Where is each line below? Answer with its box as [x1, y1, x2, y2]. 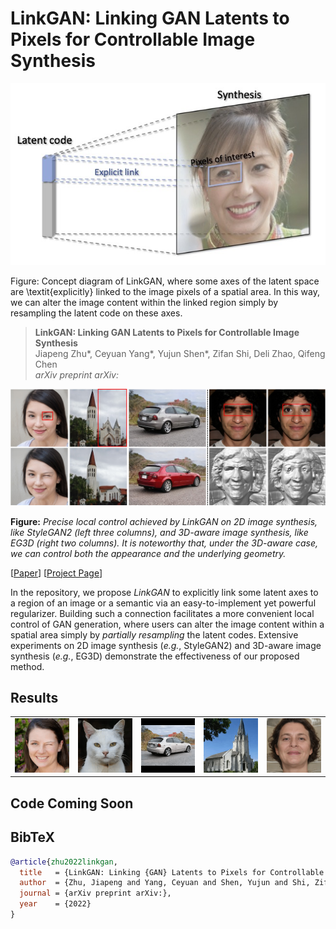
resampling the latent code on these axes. [10, 307, 183, 319]
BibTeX [10, 829, 55, 846]
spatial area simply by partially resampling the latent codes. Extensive [10, 628, 299, 641]
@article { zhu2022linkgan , [10, 857, 118, 867]
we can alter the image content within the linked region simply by [10, 297, 279, 309]
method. [10, 660, 45, 672]
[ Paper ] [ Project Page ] [10, 567, 103, 579]
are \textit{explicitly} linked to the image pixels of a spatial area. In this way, [10, 286, 320, 298]
